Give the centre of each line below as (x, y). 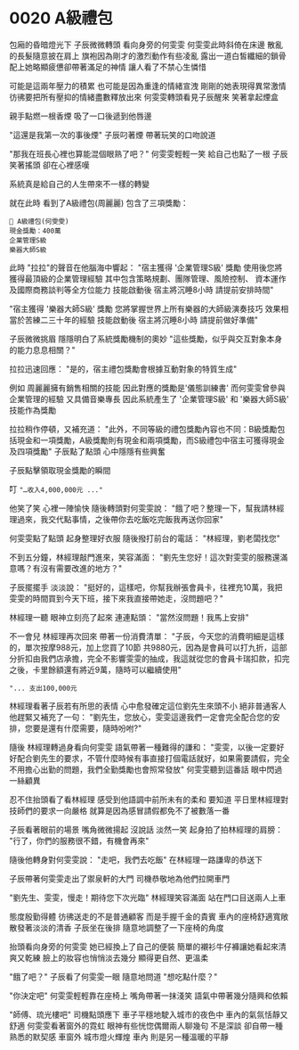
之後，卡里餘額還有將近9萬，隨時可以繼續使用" (96, 669)
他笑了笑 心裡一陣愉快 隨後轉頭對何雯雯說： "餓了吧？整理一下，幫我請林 (143, 508)
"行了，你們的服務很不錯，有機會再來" (79, 841)
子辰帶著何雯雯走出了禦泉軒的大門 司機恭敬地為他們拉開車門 (119, 878)
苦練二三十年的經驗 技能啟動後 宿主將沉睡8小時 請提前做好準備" (141, 320)
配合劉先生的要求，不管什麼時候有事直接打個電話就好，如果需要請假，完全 (153, 758)
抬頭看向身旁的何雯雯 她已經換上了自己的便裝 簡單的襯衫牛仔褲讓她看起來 (144, 947)
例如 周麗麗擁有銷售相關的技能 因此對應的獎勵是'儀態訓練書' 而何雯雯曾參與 (148, 388)
